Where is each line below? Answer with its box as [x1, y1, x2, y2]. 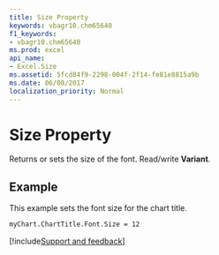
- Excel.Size [9, 63, 57, 71]
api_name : [9, 54, 46, 63]
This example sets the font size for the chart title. [9, 203, 187, 214]
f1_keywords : [9, 29, 57, 38]
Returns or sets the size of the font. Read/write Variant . [9, 154, 211, 164]
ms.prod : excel [9, 46, 65, 55]
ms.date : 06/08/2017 [9, 79, 86, 87]
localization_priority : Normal [9, 86, 125, 95]
